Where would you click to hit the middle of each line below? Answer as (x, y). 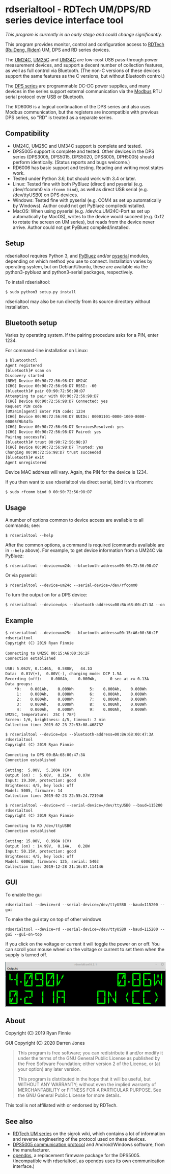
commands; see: (23, 525)
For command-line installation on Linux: (47, 351)
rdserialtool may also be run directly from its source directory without (78, 301)
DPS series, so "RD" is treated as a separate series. (59, 117)
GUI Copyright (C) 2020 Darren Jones (45, 1043)
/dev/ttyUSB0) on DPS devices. (46, 195)
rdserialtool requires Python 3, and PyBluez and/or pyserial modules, (77, 256)
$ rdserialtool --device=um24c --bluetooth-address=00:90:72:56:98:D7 (82, 566)
